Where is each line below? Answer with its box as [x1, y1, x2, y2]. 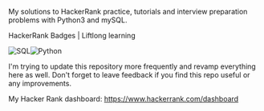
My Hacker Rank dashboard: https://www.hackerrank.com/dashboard [8, 94, 239, 103]
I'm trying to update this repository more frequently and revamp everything [8, 61, 257, 71]
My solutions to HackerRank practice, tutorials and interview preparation [8, 7, 248, 16]
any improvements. [8, 79, 72, 88]
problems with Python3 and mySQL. [8, 15, 128, 25]
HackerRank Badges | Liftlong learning [8, 31, 136, 40]
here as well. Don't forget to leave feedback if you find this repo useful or [8, 70, 250, 79]
